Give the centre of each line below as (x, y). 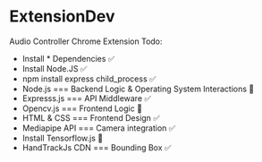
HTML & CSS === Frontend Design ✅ (91, 117)
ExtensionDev (62, 17)
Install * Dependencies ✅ (68, 58)
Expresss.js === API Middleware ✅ (87, 98)
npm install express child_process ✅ (89, 79)
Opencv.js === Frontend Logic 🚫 (82, 108)
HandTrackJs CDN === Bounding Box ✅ (97, 147)
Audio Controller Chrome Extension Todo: (86, 41)
